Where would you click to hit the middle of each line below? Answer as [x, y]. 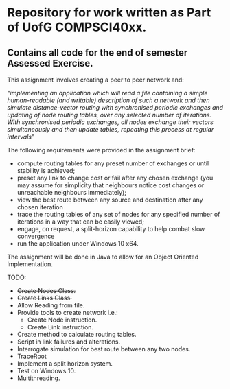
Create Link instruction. [60, 327]
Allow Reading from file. [51, 305]
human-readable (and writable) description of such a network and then [109, 100]
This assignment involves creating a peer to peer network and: [95, 80]
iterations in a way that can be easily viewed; [80, 222]
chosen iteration [40, 207]
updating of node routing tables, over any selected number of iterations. [109, 115]
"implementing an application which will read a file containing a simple [107, 93]
